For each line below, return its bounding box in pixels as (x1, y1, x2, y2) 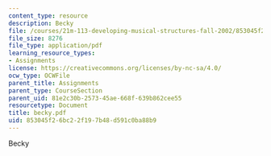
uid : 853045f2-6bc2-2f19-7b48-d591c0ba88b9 (8, 117, 157, 125)
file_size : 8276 (8, 34, 63, 43)
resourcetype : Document (8, 101, 89, 109)
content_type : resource (8, 11, 89, 20)
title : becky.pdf (8, 109, 67, 117)
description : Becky (8, 19, 74, 27)
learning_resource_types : (8, 49, 95, 57)
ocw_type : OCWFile (8, 72, 70, 80)
